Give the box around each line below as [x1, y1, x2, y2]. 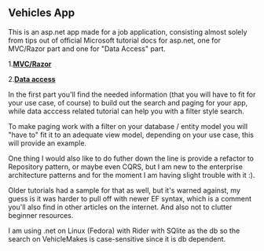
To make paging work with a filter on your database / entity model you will [8, 121, 248, 131]
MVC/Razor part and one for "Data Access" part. [8, 43, 167, 54]
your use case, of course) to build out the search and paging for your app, [8, 98, 248, 107]
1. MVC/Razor [8, 59, 52, 68]
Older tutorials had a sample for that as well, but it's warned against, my [8, 185, 241, 195]
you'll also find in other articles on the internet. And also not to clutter [8, 202, 233, 212]
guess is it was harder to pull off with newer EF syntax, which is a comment [8, 194, 252, 203]
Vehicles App [8, 6, 75, 20]
